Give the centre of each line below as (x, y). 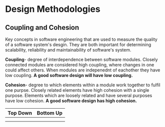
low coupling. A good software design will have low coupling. (69, 75)
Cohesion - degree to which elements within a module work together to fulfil (83, 85)
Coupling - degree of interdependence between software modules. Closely (82, 60)
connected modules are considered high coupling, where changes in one (80, 65)
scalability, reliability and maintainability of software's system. (68, 50)
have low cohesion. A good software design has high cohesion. (71, 101)
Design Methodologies (53, 9)
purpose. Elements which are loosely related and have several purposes (79, 95)
